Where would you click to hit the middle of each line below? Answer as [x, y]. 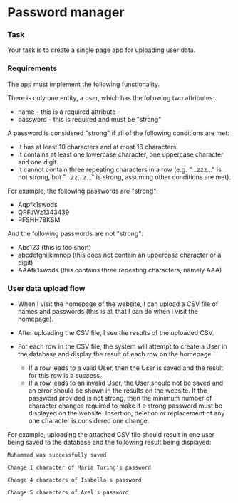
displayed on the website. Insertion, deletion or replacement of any [126, 413]
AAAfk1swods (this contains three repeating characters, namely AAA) [120, 270]
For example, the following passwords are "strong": [83, 191]
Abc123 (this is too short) [55, 247]
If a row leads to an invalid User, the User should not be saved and [126, 383]
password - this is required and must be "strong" [89, 119]
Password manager [66, 12]
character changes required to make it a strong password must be [125, 406]
